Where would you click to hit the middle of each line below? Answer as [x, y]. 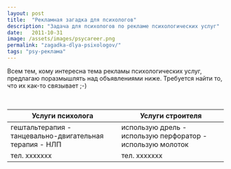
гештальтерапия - [41, 127]
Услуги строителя [171, 116]
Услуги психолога [63, 116]
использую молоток [155, 144]
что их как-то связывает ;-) [47, 86]
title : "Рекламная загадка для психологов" [72, 20]
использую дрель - [154, 127]
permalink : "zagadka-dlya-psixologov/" [64, 45]
